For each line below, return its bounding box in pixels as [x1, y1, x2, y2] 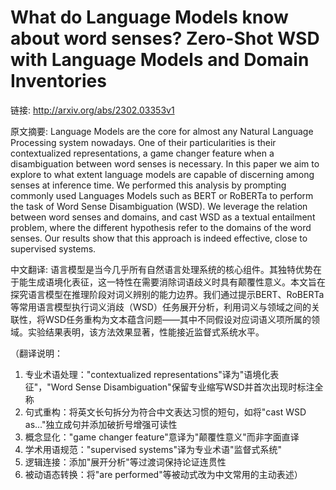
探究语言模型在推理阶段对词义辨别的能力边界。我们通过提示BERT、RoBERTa [10, 288, 325, 300]
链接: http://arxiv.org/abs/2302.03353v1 [10, 104, 175, 116]
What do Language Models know [10, 6, 289, 29]
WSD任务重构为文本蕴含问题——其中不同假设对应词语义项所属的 [44, 313, 312, 325]
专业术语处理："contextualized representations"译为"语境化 [24, 368, 271, 380]
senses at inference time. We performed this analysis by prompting [10, 179, 287, 191]
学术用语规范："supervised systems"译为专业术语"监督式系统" [24, 443, 282, 455]
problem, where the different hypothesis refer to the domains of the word [10, 221, 312, 233]
